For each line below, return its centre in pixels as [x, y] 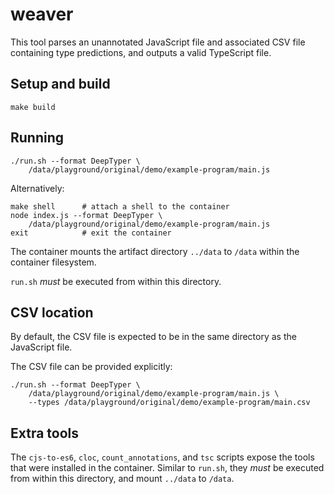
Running [37, 138]
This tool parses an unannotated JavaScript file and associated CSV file [158, 42]
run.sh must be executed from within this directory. [116, 281]
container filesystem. [53, 262]
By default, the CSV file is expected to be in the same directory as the [153, 337]
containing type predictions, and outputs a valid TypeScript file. [141, 52]
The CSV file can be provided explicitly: [91, 367]
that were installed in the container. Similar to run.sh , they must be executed [167, 468]
